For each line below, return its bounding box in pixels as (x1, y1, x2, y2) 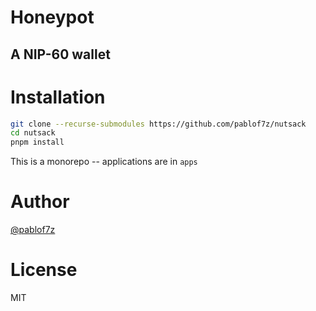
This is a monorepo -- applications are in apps (10, 156, 198, 168)
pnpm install (10, 137, 65, 148)
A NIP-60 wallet (10, 46, 111, 63)
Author (10, 191, 70, 213)
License (10, 259, 78, 281)
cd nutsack (10, 128, 56, 138)
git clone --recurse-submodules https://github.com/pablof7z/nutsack (10, 119, 307, 129)
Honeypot (10, 6, 95, 29)
